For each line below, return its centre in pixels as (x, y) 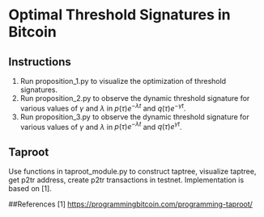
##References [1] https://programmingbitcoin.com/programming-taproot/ (131, 204)
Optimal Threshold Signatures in (119, 15)
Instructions (40, 62)
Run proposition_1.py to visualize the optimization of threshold (123, 81)
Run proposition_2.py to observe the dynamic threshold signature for (135, 98)
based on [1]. (30, 189)
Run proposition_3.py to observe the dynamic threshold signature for (134, 117)
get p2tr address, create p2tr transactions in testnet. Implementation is (126, 180)
